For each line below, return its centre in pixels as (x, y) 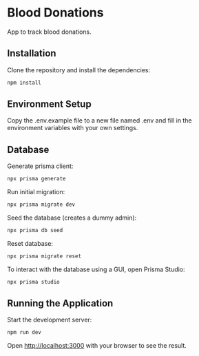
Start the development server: (50, 320)
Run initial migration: (36, 192)
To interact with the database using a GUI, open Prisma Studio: (96, 269)
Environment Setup (49, 104)
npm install (24, 83)
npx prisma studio (33, 282)
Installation (32, 53)
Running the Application (60, 303)
